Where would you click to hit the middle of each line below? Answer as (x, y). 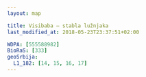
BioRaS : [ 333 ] (27, 51)
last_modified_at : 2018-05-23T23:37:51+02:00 (73, 32)
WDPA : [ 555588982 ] (33, 44)
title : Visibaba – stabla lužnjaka (58, 26)
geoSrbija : (23, 57)
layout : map (24, 13)
